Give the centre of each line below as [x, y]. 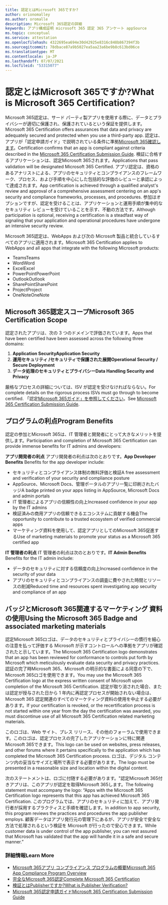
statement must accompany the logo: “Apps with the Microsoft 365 [74, 790]
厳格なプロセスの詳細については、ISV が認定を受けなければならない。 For [80, 387]
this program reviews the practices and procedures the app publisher [76, 813]
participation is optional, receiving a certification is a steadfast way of [77, 215]
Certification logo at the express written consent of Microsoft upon [74, 680]
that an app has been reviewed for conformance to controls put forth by [79, 657]
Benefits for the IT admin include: [39, 558]
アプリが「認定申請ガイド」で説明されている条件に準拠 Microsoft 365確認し [83, 142]
